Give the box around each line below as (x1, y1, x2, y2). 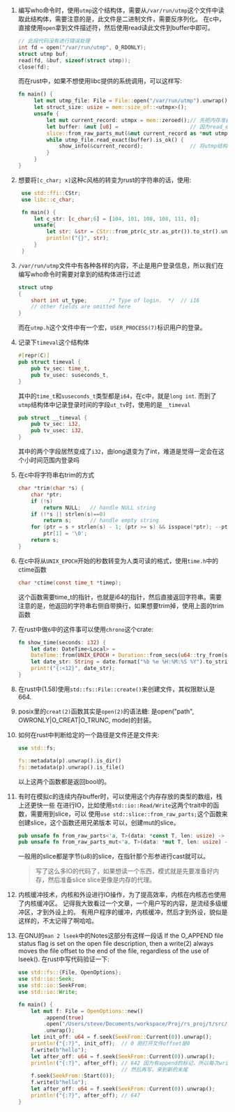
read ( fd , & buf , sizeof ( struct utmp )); (17, 57, 131, 64)
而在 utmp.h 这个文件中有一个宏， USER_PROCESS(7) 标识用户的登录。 (17, 323, 206, 332)
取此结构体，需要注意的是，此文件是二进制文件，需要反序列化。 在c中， (17, 15, 225, 23)
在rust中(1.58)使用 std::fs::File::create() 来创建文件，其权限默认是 (17, 685, 215, 693)
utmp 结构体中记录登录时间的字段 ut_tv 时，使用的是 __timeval (17, 400, 191, 408)
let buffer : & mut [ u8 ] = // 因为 (46, 123, 210, 131)
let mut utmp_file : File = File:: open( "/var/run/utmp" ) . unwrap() (33, 97, 228, 105)
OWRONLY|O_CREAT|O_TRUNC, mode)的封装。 (17, 716, 156, 724)
